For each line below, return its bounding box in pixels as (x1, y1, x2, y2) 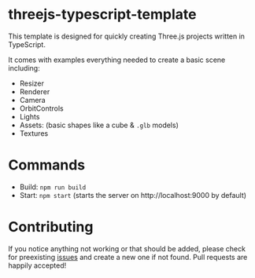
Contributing (8, 218, 94, 236)
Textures (19, 128, 49, 138)
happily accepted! (8, 261, 67, 270)
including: (8, 63, 41, 72)
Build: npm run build (19, 182, 87, 192)
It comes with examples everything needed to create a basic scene (8, 55, 226, 64)
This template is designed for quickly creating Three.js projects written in (8, 31, 246, 41)
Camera (19, 95, 46, 104)
